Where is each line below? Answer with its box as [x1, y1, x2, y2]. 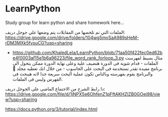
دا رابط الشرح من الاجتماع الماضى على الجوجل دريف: [5, 85, 105, 91]
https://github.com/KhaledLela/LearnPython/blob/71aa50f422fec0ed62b [12, 49, 163, 55]
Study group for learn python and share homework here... [5, 19, 124, 25]
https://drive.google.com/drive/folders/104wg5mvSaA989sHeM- [5, 34, 139, 40]
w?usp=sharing [5, 96, 38, 102]
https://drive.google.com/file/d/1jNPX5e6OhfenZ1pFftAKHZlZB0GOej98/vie [5, 91, 160, 97]
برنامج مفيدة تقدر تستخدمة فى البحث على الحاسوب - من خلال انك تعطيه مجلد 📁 [12, 65, 162, 71]
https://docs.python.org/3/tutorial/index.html [5, 106, 98, 112]
